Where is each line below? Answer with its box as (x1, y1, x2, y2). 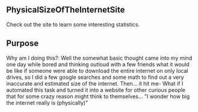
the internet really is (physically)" (6, 99, 88, 106)
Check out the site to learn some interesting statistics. (6, 20, 140, 28)
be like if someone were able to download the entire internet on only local (6, 67, 188, 74)
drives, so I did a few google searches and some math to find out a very (6, 73, 185, 81)
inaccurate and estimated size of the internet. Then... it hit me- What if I (6, 79, 184, 87)
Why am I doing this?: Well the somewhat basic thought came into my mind (6, 54, 193, 61)
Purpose (6, 39, 39, 49)
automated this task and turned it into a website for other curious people (6, 86, 185, 93)
